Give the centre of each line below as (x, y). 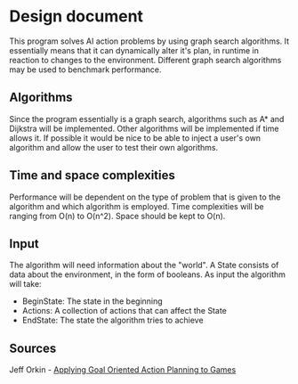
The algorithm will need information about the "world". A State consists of (144, 266)
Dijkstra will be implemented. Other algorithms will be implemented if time (144, 128)
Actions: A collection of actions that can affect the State (124, 311)
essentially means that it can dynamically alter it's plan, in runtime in (134, 50)
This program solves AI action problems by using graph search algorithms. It (149, 41)
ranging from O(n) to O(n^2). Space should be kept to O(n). (117, 216)
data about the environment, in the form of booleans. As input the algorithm (148, 274)
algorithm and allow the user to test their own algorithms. (114, 147)
